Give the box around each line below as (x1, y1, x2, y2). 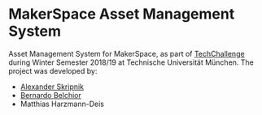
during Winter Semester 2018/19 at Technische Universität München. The (8, 57, 255, 67)
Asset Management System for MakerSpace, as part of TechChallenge (8, 49, 246, 58)
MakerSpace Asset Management (8, 5, 235, 23)
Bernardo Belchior (20, 90, 81, 100)
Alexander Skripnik (20, 82, 84, 92)
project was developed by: (8, 66, 98, 75)
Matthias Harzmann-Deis (20, 99, 104, 109)
